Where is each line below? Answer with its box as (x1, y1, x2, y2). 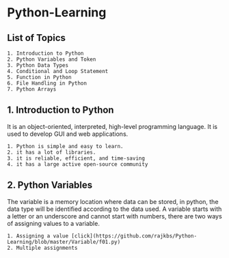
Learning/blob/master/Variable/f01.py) (7, 238, 121, 245)
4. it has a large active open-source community (7, 160, 148, 168)
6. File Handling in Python (7, 80, 87, 87)
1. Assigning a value (7, 232, 69, 240)
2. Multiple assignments (7, 244, 78, 251)
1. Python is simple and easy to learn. (7, 143, 124, 149)
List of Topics (7, 32, 66, 44)
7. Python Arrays (7, 86, 57, 93)
